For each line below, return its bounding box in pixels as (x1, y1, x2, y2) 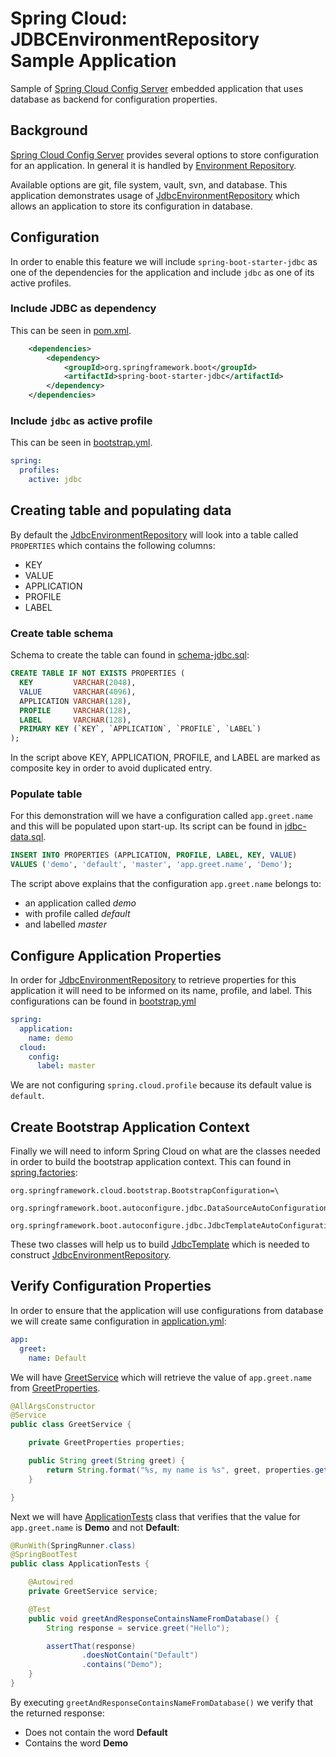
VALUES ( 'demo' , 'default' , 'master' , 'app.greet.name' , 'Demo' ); (10, 860, 293, 870)
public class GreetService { (10, 1420, 132, 1430)
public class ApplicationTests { (10, 1559, 150, 1569)
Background (10, 122, 88, 139)
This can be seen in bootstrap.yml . (10, 437, 153, 449)
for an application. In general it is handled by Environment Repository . (10, 159, 297, 171)
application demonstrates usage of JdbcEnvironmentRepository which (10, 189, 300, 201)
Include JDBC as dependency (10, 302, 157, 316)
